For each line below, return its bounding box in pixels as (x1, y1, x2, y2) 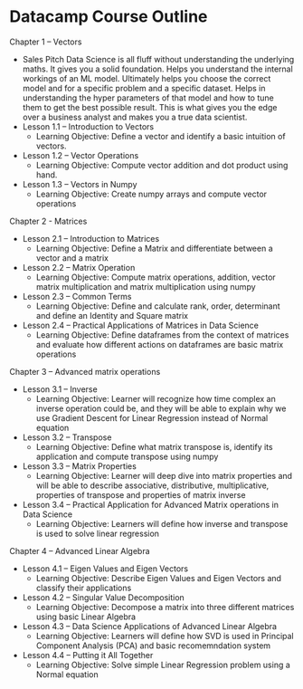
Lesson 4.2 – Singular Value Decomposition (22, 591, 185, 603)
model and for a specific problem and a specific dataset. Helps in (22, 82, 266, 93)
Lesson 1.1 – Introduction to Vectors (22, 120, 155, 132)
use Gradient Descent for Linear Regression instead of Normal (35, 412, 269, 423)
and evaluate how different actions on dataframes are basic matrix (35, 339, 284, 349)
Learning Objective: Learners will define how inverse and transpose (35, 518, 289, 529)
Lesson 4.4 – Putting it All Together (22, 649, 154, 660)
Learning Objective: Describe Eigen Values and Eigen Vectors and (35, 572, 282, 583)
